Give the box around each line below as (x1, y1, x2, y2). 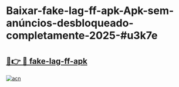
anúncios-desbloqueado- (6, 16, 134, 30)
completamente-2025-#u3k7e (6, 29, 158, 42)
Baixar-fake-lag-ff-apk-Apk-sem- (6, 4, 174, 18)
